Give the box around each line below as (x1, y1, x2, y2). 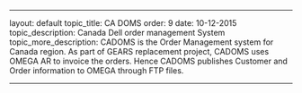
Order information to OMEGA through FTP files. (9, 65, 184, 76)
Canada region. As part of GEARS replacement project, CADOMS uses (9, 46, 270, 56)
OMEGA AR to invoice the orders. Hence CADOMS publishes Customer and (9, 55, 288, 66)
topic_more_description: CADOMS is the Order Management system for (9, 37, 274, 47)
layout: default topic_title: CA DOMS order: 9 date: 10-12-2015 (9, 18, 237, 28)
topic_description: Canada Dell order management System (9, 28, 226, 38)
